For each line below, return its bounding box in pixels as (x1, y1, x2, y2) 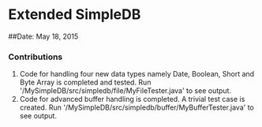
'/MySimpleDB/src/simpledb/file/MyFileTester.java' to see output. (19, 86, 231, 95)
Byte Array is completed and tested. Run (19, 77, 152, 88)
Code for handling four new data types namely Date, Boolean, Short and (19, 69, 255, 79)
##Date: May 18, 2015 (8, 32, 79, 41)
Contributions (8, 51, 63, 62)
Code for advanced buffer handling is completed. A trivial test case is (19, 95, 245, 104)
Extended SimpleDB (8, 6, 141, 24)
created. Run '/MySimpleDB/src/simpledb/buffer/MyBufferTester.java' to (19, 103, 254, 112)
